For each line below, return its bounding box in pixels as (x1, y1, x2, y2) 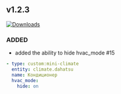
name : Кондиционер (11, 72, 58, 78)
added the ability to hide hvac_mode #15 (14, 49, 115, 56)
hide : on (17, 83, 39, 89)
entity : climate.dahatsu (11, 66, 74, 72)
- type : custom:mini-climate (6, 61, 79, 67)
